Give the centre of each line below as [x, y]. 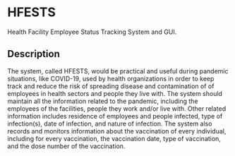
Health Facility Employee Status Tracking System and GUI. [92, 32]
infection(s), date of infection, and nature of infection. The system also [110, 124]
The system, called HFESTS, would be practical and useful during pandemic [118, 71]
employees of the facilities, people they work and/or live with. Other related [117, 108]
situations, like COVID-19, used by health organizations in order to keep [111, 78]
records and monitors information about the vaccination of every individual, [117, 131]
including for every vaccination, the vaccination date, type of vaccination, [114, 138]
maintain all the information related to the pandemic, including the [103, 101]
